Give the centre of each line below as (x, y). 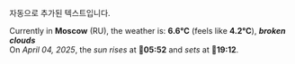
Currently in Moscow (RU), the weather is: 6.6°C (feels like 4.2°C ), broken (147, 31)
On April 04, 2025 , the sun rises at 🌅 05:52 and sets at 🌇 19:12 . (124, 50)
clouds (22, 40)
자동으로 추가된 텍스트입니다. (60, 13)
